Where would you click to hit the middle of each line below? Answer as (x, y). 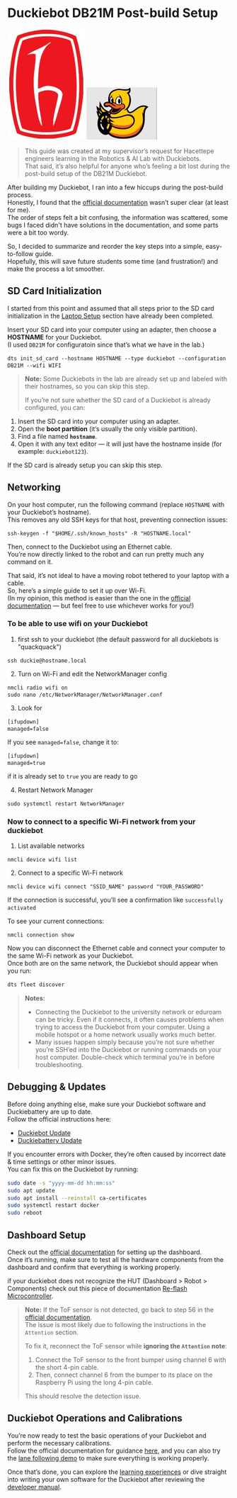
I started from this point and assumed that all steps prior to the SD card (111, 308)
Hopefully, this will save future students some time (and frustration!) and (112, 261)
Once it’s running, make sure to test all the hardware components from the (116, 1260)
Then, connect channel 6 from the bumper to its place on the (124, 1375)
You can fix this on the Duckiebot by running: (73, 1169)
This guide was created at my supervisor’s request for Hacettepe (119, 151)
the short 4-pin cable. (67, 1368)
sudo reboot (25, 1213)
